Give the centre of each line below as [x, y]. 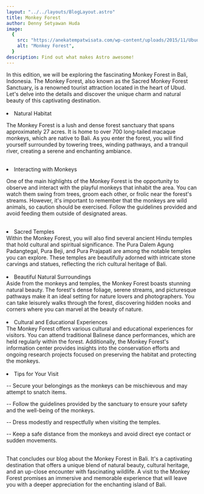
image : [15, 29]
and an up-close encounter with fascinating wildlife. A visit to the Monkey [98, 471]
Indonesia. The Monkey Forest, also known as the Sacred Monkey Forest [97, 81]
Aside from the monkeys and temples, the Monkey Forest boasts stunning [98, 283]
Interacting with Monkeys [46, 169]
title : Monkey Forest [34, 18]
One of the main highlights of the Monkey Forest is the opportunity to [93, 181]
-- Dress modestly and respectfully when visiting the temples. [83, 422]
